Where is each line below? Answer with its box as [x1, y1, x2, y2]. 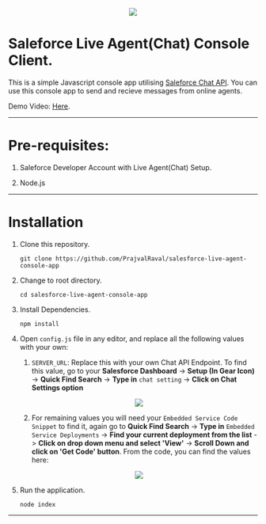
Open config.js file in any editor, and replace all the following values [19, 333, 245, 344]
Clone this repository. [19, 239, 90, 249]
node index [19, 500, 56, 508]
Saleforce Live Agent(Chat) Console [8, 35, 250, 53]
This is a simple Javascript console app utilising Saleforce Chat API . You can [8, 78, 257, 87]
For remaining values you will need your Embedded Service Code [31, 412, 238, 423]
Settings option [31, 382, 84, 392]
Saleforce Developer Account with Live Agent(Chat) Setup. [19, 162, 212, 172]
